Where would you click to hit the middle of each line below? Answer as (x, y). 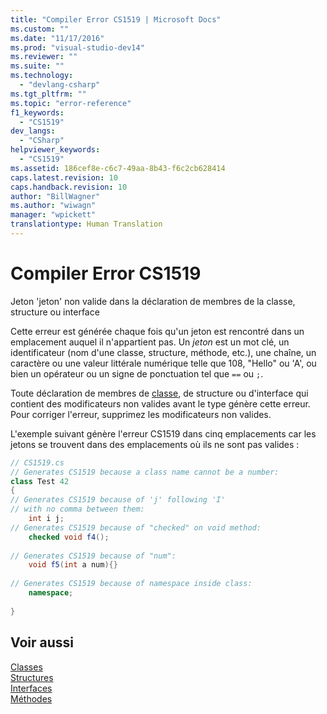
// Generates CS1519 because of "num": (93, 556)
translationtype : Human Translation (86, 224)
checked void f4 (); (69, 537)
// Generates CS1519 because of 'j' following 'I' (118, 500)
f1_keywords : (37, 112)
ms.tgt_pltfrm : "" (48, 94)
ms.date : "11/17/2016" (57, 38)
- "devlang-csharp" (60, 85)
